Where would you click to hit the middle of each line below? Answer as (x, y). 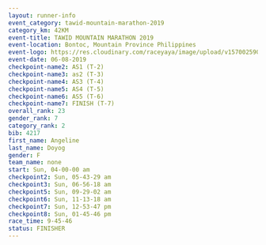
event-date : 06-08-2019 (47, 60)
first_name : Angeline (44, 140)
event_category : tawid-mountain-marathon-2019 (86, 23)
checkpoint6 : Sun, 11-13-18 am (60, 199)
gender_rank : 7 (33, 119)
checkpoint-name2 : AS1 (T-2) (56, 67)
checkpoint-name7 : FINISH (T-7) (61, 104)
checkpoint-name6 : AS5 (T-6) (56, 96)
